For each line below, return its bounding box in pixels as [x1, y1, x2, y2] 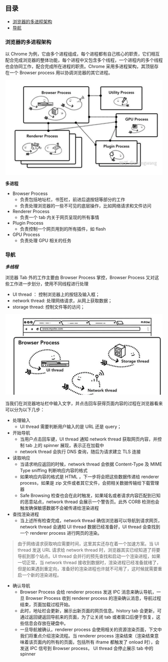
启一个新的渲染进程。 [17, 572, 61, 578]
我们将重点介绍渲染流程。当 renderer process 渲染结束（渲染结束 [19, 632, 155, 638]
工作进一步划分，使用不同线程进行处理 [9, 281, 88, 287]
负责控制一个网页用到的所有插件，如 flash [19, 226, 106, 232]
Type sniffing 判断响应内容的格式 [19, 467, 88, 473]
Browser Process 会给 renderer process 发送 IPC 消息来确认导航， [19, 589, 156, 595]
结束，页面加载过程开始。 [19, 601, 73, 607]
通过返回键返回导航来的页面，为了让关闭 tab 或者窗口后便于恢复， [19, 614, 156, 620]
